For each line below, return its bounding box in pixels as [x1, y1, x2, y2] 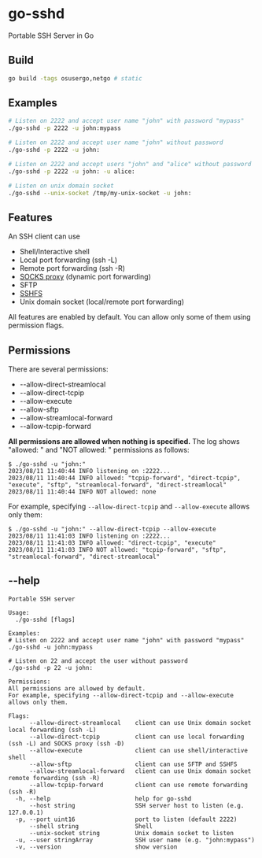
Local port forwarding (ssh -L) [19, 255, 118, 264]
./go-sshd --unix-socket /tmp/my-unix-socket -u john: [8, 189, 192, 197]
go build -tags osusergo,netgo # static [8, 74, 143, 83]
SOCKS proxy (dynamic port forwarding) [19, 272, 152, 282]
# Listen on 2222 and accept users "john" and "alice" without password [8, 160, 252, 168]
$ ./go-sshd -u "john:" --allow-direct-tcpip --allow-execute [8, 525, 216, 534]
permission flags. [8, 320, 65, 331]
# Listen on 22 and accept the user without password [8, 656, 189, 665]
